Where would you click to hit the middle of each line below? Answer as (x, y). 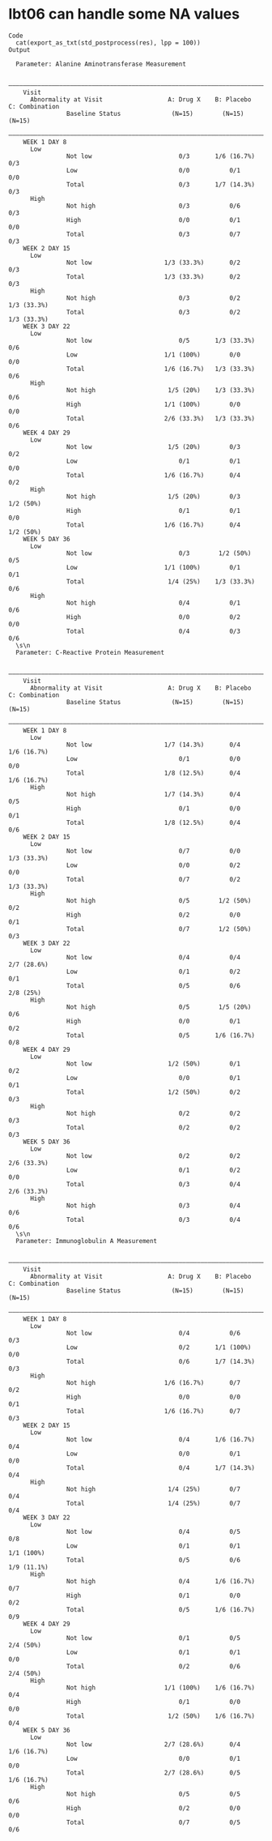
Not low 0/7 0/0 (153, 851)
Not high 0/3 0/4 (153, 1205)
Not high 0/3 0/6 (153, 206)
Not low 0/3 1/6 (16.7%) (160, 156)
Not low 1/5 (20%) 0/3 (153, 446)
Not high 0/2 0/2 (153, 1113)
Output (19, 49)
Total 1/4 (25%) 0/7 (153, 1503)
